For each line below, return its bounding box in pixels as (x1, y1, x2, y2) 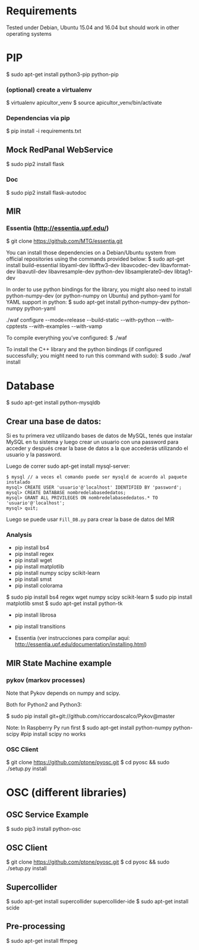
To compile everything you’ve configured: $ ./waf (6, 335, 127, 342)
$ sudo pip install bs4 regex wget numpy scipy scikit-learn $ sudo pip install (6, 593, 192, 601)
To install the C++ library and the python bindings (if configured (6, 346, 162, 353)
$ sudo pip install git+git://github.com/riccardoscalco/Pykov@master (6, 712, 175, 720)
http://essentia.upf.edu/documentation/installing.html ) (14, 641, 147, 648)
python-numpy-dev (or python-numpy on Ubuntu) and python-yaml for (6, 292, 180, 299)
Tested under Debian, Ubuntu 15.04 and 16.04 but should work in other (6, 24, 179, 31)
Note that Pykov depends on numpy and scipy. (6, 689, 121, 696)
